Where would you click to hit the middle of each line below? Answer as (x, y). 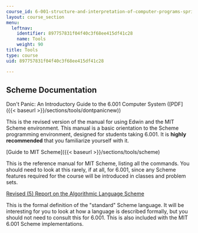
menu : (13, 22)
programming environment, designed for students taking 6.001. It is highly (96, 134)
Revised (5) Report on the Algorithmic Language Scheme (75, 194)
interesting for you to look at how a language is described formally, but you (97, 211)
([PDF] (175, 104)
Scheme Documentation (52, 90)
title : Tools (22, 50)
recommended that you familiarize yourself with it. (68, 141)
